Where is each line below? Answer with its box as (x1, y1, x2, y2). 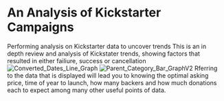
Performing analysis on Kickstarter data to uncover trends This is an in (7, 42, 207, 50)
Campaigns (7, 19, 74, 35)
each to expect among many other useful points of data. (7, 86, 166, 94)
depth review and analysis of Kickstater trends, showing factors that (7, 49, 201, 58)
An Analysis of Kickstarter (7, 5, 161, 21)
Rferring (194, 64, 218, 72)
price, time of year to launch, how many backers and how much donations (7, 78, 217, 87)
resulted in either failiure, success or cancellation (7, 56, 146, 65)
